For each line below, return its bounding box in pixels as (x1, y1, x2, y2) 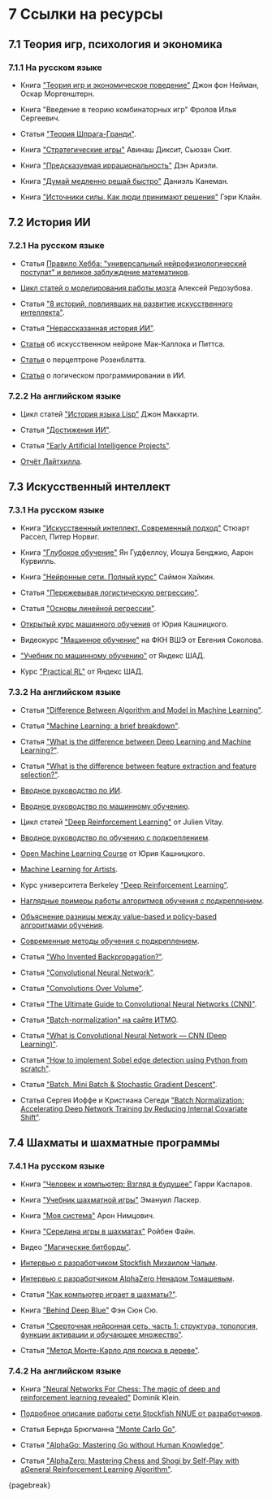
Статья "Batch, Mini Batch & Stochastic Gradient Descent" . (19, 1079, 218, 1089)
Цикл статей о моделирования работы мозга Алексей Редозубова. (19, 282, 253, 293)
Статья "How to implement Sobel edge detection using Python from (19, 1055, 248, 1064)
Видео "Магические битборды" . (19, 1242, 132, 1251)
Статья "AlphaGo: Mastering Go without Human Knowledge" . (19, 1439, 225, 1449)
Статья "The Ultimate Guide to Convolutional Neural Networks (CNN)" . (19, 998, 257, 1009)
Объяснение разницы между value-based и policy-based (19, 911, 217, 921)
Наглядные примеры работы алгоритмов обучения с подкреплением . (19, 896, 265, 906)
